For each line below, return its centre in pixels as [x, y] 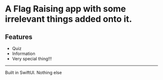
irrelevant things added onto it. [69, 19]
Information [24, 53]
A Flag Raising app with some [65, 9]
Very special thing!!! [32, 59]
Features [19, 37]
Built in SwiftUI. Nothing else [33, 73]
